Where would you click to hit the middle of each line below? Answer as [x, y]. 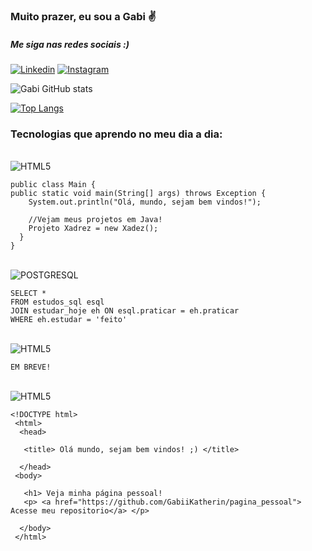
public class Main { [53, 185]
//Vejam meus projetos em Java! [95, 220]
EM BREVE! [31, 367]
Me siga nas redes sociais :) [70, 44]
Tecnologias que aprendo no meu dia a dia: [116, 134]
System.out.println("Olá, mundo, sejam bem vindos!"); [145, 202]
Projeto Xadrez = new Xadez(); [93, 229]
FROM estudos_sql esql [57, 302]
